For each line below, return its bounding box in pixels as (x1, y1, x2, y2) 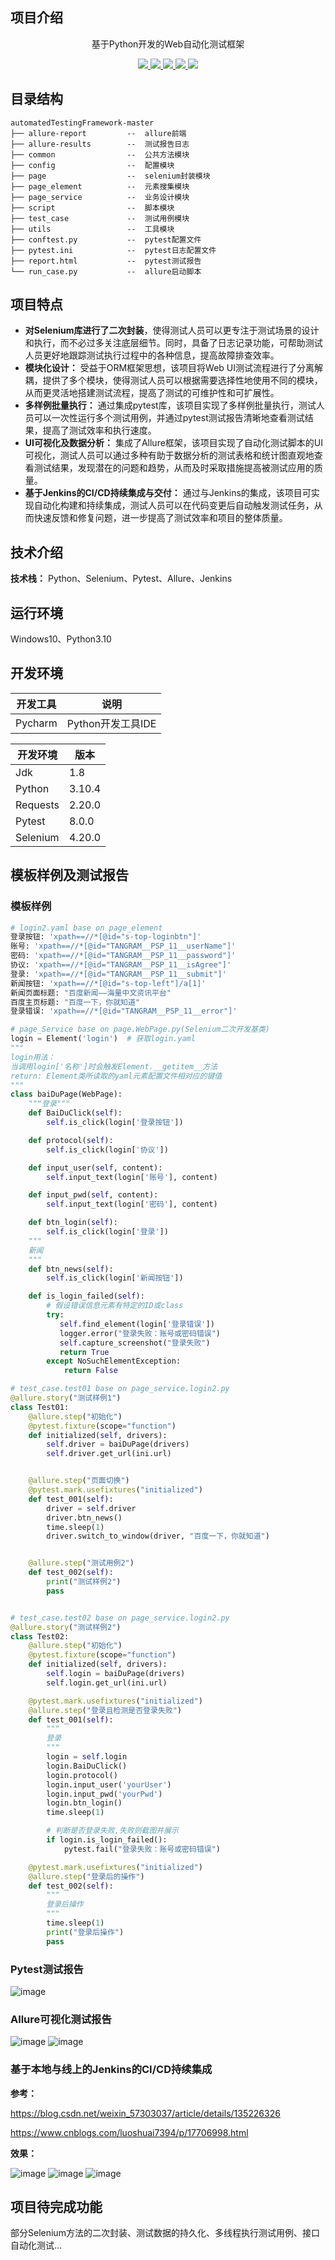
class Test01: (10, 1402, 70, 1412)
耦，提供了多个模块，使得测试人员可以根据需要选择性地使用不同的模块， (24, 374, 323, 387)
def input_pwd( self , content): (28, 1190, 159, 1200)
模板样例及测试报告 (10, 867, 129, 884)
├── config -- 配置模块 (10, 160, 175, 170)
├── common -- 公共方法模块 (10, 149, 190, 160)
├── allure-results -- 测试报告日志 (10, 139, 190, 149)
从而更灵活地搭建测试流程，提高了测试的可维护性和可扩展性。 (24, 387, 280, 399)
